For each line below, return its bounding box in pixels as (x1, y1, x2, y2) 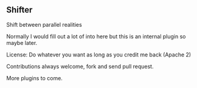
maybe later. (6, 39, 38, 46)
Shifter (6, 5, 33, 15)
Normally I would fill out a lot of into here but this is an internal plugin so (6, 33, 186, 40)
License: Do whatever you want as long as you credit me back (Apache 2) (6, 51, 192, 58)
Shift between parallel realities (6, 21, 82, 28)
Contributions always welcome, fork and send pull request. (6, 63, 154, 70)
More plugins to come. (6, 74, 63, 81)
